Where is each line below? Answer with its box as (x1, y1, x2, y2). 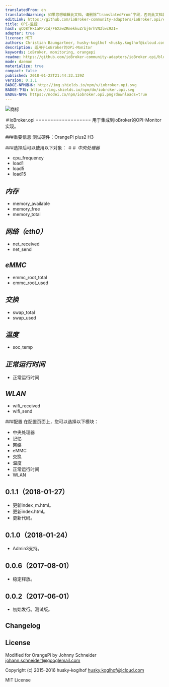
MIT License (5, 677, 31, 683)
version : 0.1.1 (5, 78, 37, 83)
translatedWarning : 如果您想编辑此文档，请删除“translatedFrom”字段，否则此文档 (5, 12, 163, 17)
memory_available (12, 200, 50, 207)
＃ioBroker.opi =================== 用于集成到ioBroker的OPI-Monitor (5, 117, 162, 123)
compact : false (5, 69, 37, 74)
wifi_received (12, 403, 41, 409)
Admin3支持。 (12, 545, 42, 551)
